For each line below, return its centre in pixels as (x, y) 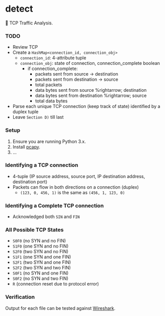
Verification (20, 297)
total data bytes (51, 101)
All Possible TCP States (35, 230)
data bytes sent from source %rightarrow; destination (91, 90)
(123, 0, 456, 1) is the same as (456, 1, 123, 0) (72, 192)
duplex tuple (25, 112)
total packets (48, 85)
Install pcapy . (26, 147)
